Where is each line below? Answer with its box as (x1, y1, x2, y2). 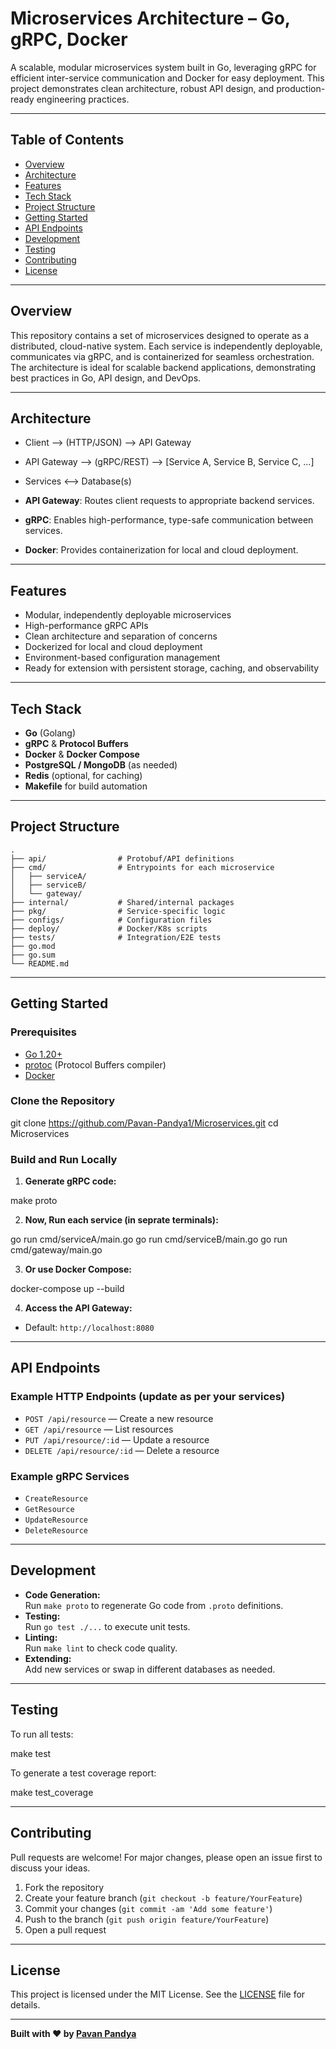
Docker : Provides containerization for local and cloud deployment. (24, 544, 299, 556)
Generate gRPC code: (24, 1175, 117, 1187)
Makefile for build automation (24, 780, 148, 792)
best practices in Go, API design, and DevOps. (10, 372, 202, 384)
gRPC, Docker (10, 28, 128, 51)
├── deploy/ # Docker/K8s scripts (10, 923, 208, 934)
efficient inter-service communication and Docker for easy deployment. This (10, 72, 325, 84)
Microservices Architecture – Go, (10, 7, 291, 30)
